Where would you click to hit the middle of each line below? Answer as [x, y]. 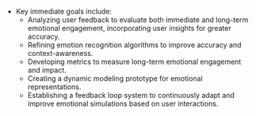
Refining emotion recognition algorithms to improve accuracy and [134, 45]
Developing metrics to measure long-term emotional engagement [134, 62]
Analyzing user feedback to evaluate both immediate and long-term [138, 20]
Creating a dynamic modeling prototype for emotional [115, 79]
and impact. [47, 70]
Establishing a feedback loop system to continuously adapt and [131, 95]
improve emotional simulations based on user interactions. [123, 103]
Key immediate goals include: [64, 11]
